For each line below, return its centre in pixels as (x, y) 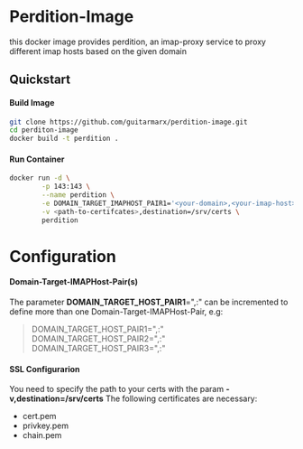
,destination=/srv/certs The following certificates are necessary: (135, 398)
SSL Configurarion (45, 369)
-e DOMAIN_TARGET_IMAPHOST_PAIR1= (106, 203)
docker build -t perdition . (64, 139)
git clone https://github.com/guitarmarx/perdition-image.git (129, 122)
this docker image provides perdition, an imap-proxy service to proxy (138, 42)
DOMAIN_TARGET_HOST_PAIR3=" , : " (98, 348)
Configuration (63, 256)
